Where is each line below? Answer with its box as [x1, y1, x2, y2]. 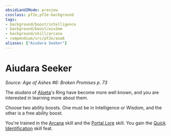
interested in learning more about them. [5, 95, 88, 101]
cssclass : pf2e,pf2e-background [5, 12, 74, 17]
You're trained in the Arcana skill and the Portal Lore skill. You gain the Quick [5, 120, 166, 126]
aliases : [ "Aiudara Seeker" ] [5, 41, 67, 46]
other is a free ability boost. [5, 110, 63, 116]
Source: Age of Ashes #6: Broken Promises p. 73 [5, 79, 108, 86]
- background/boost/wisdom [5, 26, 63, 32]
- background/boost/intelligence [5, 21, 76, 27]
